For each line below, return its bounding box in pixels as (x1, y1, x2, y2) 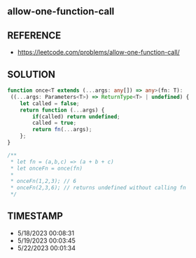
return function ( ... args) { (20, 107, 105, 114)
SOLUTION (7, 68, 56, 80)
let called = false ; (20, 100, 80, 107)
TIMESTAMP (7, 210, 63, 222)
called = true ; (32, 119, 77, 127)
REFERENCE (7, 29, 62, 41)
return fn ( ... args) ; (32, 126, 92, 133)
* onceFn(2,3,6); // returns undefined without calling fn (10, 184, 187, 191)
